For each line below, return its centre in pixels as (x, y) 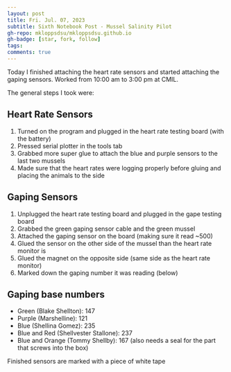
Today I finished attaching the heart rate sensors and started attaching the (113, 72)
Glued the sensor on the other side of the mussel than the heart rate (114, 243)
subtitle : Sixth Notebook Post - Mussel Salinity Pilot (89, 26)
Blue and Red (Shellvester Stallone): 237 (75, 333)
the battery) (34, 139)
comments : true (29, 53)
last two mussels (41, 161)
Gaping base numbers (56, 294)
